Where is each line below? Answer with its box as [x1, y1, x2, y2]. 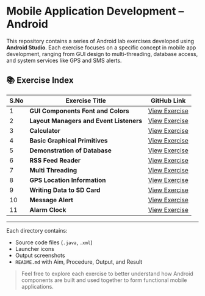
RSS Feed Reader [29, 156, 81, 164]
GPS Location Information [29, 175, 106, 184]
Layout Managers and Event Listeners [29, 116, 142, 125]
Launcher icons [15, 245, 55, 252]
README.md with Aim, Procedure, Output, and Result [15, 258, 143, 266]
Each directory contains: [6, 227, 68, 234]
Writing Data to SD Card [29, 186, 101, 194]
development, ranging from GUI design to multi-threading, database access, [6, 50, 198, 57]
